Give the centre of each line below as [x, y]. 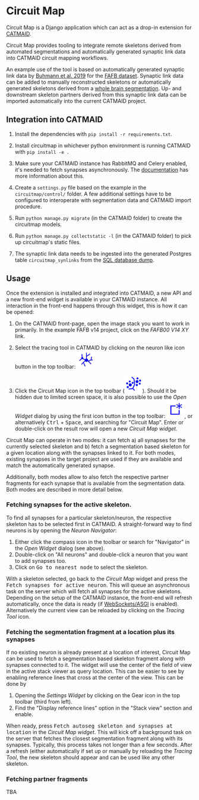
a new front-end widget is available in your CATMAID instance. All [87, 299]
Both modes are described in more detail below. [65, 489]
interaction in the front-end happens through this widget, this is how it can [97, 305]
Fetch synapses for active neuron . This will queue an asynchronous [98, 585]
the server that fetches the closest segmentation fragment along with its [94, 739]
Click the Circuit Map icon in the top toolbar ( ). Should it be [96, 390]
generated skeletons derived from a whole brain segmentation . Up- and [94, 88]
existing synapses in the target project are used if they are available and [94, 459]
